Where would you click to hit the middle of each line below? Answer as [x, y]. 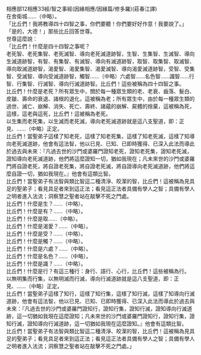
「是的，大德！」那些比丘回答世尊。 [51, 31]
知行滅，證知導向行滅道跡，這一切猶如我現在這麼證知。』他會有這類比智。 [97, 324]
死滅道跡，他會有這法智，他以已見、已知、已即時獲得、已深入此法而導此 [106, 144]
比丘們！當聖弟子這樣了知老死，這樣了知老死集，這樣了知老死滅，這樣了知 [98, 136]
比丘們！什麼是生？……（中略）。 [46, 204]
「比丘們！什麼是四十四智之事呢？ [48, 46]
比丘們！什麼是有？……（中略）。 [46, 211]
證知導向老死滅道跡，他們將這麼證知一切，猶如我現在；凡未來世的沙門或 [95, 159]
